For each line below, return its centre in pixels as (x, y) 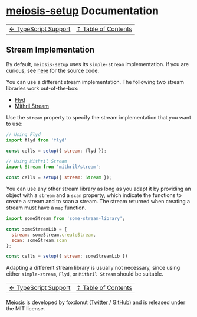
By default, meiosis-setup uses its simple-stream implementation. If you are (98, 64)
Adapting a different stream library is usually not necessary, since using (93, 268)
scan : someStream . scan (39, 240)
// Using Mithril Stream (37, 161)
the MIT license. (26, 309)
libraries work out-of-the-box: (42, 88)
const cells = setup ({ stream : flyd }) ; (57, 151)
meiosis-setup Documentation (83, 11)
